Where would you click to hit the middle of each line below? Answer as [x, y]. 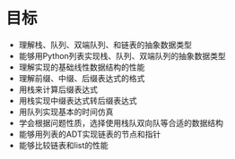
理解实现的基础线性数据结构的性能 [82, 67]
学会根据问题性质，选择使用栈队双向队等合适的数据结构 [121, 122]
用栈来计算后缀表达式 [58, 89]
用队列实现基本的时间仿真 [66, 112]
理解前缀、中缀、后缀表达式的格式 [82, 78]
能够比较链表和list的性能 [63, 145]
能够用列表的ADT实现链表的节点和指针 [90, 134]
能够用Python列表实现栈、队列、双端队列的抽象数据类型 [122, 55]
